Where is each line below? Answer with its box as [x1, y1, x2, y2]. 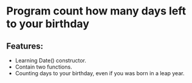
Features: [6, 41, 44, 51]
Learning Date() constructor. [15, 57, 86, 64]
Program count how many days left [6, 4, 187, 18]
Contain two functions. [15, 63, 72, 70]
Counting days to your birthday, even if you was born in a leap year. [15, 70, 185, 76]
